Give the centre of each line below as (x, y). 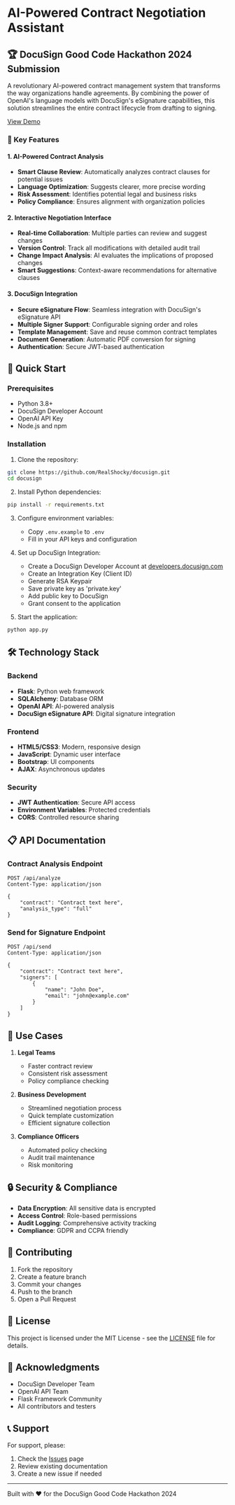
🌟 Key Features (33, 139)
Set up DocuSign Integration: (59, 553)
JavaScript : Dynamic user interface (69, 754)
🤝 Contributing (40, 1253)
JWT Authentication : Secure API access (76, 803)
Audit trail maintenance (61, 1158)
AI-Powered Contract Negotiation (107, 13)
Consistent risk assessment (67, 1074)
